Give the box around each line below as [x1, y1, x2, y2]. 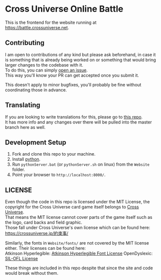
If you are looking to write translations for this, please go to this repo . [5, 114, 143, 120]
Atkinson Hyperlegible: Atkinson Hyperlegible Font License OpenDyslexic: [5, 250, 153, 256]
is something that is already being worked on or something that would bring [5, 57, 156, 63]
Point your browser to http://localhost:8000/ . [12, 172, 106, 178]
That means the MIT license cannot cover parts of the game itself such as [5, 214, 153, 220]
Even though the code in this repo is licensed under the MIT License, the [5, 199, 150, 205]
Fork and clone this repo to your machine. [12, 151, 96, 157]
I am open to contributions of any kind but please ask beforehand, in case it [5, 52, 156, 57]
